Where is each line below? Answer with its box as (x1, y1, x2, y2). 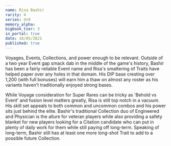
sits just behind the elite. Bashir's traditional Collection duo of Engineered (5, 108, 160, 114)
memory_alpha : (5, 21, 36, 27)
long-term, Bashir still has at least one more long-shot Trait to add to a (5, 130, 153, 136)
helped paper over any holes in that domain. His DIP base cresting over (5, 71, 155, 77)
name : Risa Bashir (5, 7, 44, 13)
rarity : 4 (5, 12, 27, 17)
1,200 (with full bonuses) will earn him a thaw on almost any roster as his (5, 76, 158, 82)
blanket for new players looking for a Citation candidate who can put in (5, 118, 154, 125)
